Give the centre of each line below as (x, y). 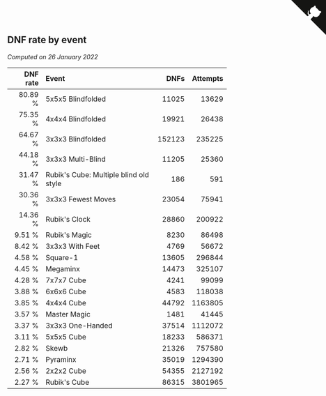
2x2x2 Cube (66, 371)
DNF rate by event (47, 40)
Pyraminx (61, 359)
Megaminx (62, 268)
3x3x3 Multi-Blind (75, 159)
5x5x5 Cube (66, 337)
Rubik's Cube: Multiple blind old (97, 174)
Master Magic (68, 314)
